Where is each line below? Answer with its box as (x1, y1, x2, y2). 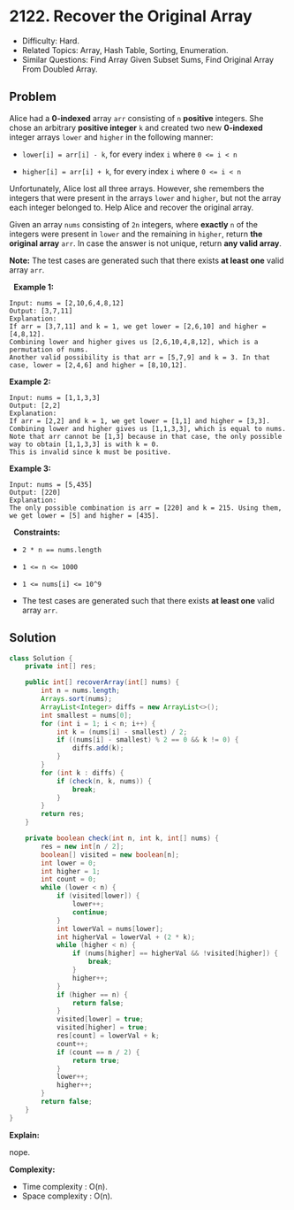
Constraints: (12, 527, 61, 537)
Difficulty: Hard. (21, 35, 79, 46)
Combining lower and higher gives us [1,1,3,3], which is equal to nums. (9, 424, 287, 433)
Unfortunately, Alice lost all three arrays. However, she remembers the (9, 183, 265, 194)
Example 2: (9, 376, 51, 387)
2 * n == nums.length (21, 545, 102, 554)
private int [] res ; (25, 662, 97, 671)
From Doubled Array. (21, 64, 99, 74)
